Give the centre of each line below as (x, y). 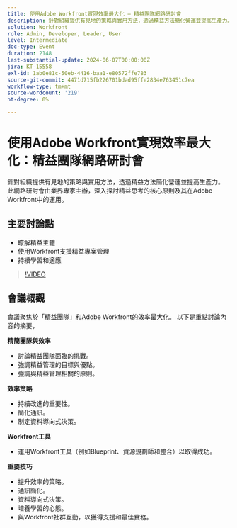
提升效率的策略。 (42, 481)
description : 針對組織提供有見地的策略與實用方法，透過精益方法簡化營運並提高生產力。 (120, 21)
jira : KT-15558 (30, 67)
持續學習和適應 (39, 260)
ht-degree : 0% (28, 100)
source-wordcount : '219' (44, 93)
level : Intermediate (38, 40)
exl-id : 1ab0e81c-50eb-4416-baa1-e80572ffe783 (77, 73)
